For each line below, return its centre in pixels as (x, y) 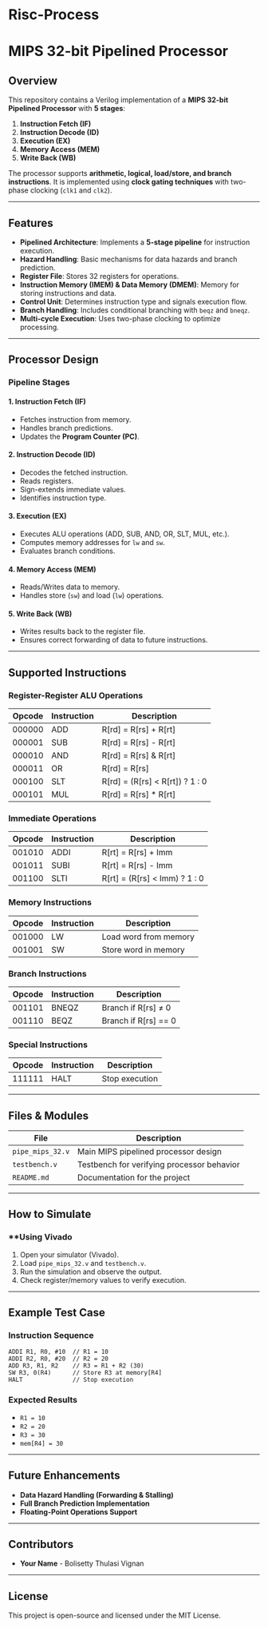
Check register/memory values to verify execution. (103, 1280)
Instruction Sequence (51, 1335)
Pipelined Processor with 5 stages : (67, 109)
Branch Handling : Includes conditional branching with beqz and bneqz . (135, 310)
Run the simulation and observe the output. (91, 1272)
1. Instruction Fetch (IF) (47, 401)
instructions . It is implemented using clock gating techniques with (119, 182)
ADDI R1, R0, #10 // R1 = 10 (59, 1352)
